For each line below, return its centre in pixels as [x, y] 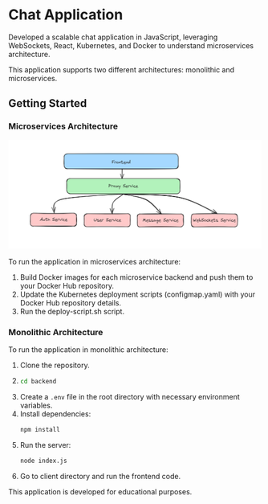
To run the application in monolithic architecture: [88, 349]
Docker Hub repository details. [71, 302]
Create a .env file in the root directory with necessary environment [130, 396]
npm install [40, 429]
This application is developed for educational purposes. [100, 491]
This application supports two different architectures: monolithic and [122, 69]
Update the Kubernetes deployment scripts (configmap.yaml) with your [137, 294]
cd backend [38, 381]
